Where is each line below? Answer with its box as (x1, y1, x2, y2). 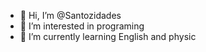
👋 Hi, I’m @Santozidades (19, 10, 122, 21)
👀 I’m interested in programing (19, 20, 145, 32)
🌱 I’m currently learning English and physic (19, 31, 197, 42)
